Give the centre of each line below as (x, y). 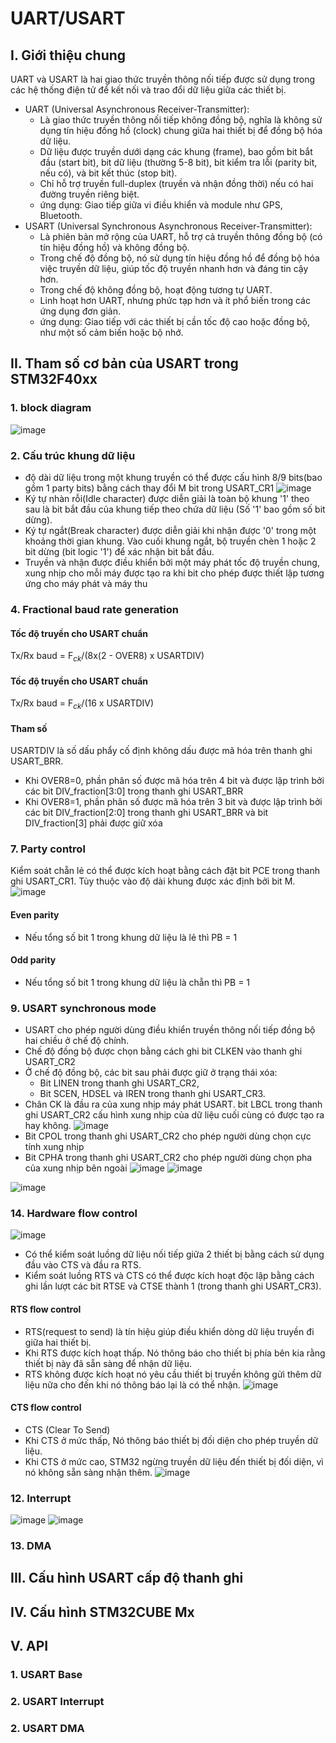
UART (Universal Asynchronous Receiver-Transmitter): (137, 109)
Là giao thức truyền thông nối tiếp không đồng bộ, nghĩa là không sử (181, 120)
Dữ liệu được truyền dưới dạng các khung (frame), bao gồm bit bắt (176, 151)
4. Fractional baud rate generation (94, 609)
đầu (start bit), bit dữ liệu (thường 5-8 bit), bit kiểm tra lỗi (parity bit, (178, 162)
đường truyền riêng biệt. (89, 194)
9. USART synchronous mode (83, 1008)
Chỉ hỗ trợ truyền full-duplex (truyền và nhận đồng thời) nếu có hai (176, 183)
